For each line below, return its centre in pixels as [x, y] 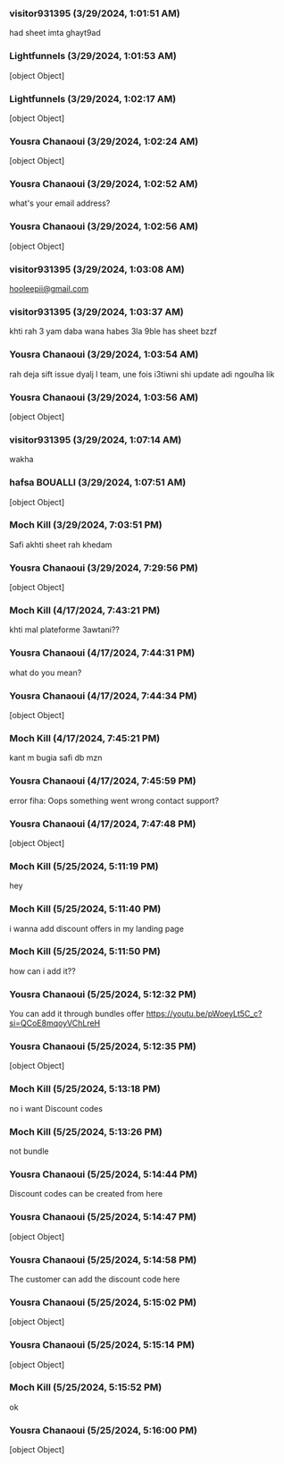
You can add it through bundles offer [77, 1014]
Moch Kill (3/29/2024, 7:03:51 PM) [86, 525]
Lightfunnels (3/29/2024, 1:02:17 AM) [93, 98]
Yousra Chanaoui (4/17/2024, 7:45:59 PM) [103, 781]
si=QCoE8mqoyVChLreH [55, 1023]
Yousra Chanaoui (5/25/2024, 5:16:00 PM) [104, 1430]
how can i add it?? [42, 971]
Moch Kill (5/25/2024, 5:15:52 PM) [86, 1387]
